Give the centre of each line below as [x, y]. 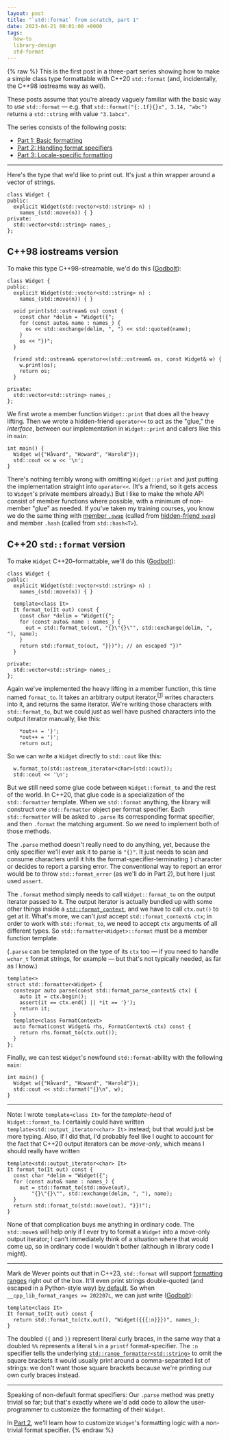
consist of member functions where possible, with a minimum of [98, 501]
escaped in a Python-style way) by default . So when [81, 1288]
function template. [33, 938]
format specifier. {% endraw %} [69, 1430]
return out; [36, 744]
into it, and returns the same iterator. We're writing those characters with [110, 704]
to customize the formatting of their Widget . [104, 1409]
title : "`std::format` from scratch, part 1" [73, 20]
